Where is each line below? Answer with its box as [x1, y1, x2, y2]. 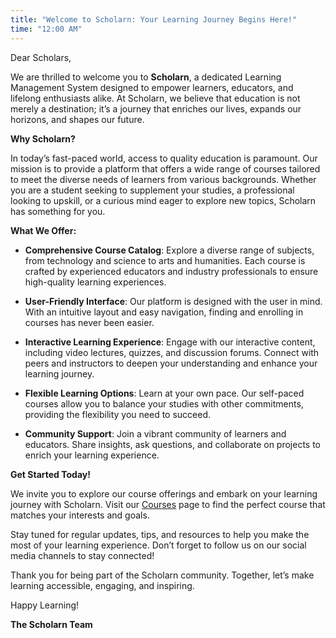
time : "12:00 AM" [10, 24, 83, 34]
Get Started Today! [10, 468, 91, 480]
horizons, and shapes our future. [10, 113, 145, 125]
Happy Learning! [10, 599, 80, 611]
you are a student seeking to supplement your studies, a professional [10, 184, 295, 196]
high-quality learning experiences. [24, 276, 167, 288]
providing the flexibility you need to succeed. [24, 408, 212, 420]
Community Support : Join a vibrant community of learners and [24, 427, 287, 440]
